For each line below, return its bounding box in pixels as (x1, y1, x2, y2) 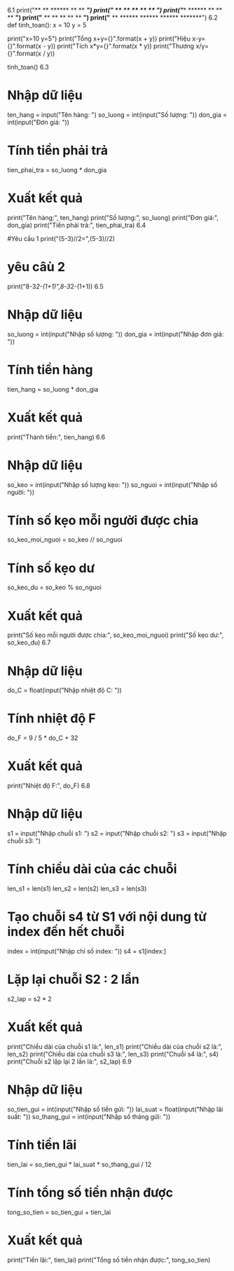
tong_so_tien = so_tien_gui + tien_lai (7, 1208, 111, 1216)
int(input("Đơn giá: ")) (7, 118, 70, 126)
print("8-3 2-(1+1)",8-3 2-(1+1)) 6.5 (7, 282, 104, 290)
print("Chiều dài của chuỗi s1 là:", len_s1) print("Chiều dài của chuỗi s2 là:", (7, 1042, 223, 1050)
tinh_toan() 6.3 (7, 63, 49, 71)
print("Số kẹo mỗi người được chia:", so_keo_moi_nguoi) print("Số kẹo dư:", (7, 631, 224, 640)
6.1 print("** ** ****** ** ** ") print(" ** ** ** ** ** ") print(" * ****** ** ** (7, 6, 223, 14)
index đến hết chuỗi (7, 924, 125, 940)
